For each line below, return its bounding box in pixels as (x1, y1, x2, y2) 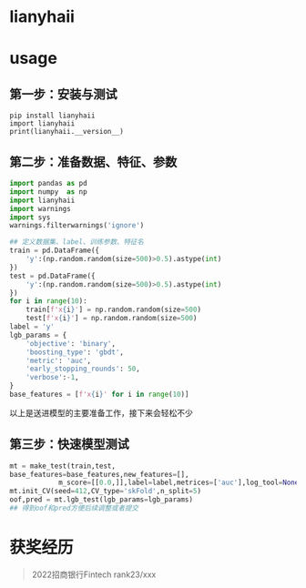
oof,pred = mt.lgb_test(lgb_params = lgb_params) (9, 495, 194, 504)
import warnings (9, 204, 71, 213)
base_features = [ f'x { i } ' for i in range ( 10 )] (9, 390, 189, 399)
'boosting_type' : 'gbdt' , (25, 348, 125, 357)
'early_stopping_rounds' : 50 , (25, 364, 141, 374)
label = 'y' (9, 322, 55, 331)
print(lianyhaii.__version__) (9, 127, 125, 137)
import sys (9, 212, 51, 222)
